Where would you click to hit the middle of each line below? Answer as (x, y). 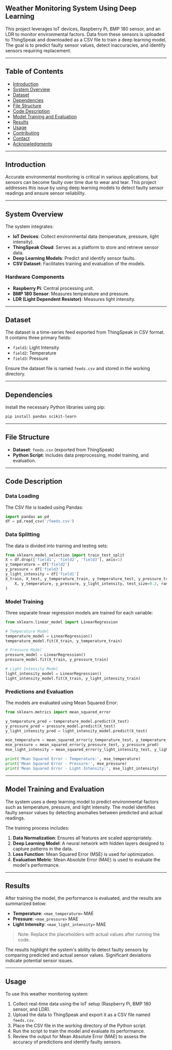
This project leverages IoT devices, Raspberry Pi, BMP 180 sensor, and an (83, 29)
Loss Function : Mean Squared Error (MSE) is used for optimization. (84, 854)
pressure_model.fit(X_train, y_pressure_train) (57, 660)
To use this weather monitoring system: (47, 994)
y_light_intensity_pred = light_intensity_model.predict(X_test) (76, 731)
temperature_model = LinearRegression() (49, 636)
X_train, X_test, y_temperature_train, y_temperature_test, (71, 579)
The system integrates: (29, 227)
